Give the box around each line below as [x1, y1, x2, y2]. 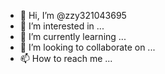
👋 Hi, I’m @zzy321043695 [19, 10, 127, 21]
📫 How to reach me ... [19, 53, 113, 64]
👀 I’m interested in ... [19, 20, 105, 32]
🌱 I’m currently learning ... [19, 31, 127, 42]
